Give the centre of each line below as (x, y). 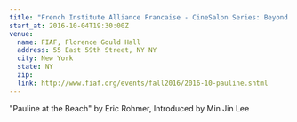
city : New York (45, 58)
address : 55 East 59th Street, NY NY (87, 50)
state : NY (35, 67)
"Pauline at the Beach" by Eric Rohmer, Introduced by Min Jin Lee (129, 108)
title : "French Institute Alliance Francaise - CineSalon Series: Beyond (149, 17)
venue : (21, 34)
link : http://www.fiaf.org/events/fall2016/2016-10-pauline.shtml (143, 83)
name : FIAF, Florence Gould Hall (79, 42)
